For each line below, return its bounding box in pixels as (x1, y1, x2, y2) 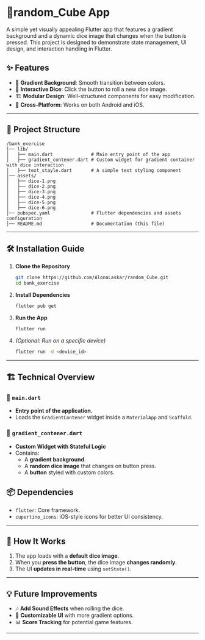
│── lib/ (6, 146, 29, 152)
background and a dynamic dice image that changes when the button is (6, 32, 187, 39)
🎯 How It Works (6, 536, 66, 546)
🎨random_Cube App (6, 5, 110, 20)
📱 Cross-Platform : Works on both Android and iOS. (15, 101, 145, 108)
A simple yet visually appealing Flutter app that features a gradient (6, 26, 173, 33)
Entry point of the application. (15, 407, 93, 414)
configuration (6, 215, 43, 221)
